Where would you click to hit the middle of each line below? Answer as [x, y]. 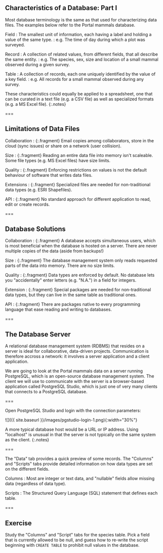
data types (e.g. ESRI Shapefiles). [38, 190]
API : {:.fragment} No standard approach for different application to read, [78, 199]
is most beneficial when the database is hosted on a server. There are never [81, 246]
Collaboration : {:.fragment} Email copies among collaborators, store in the [80, 140]
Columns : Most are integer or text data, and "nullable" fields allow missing [80, 478]
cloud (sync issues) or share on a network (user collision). [63, 146]
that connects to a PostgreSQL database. [46, 392]
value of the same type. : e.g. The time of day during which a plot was [75, 39]
